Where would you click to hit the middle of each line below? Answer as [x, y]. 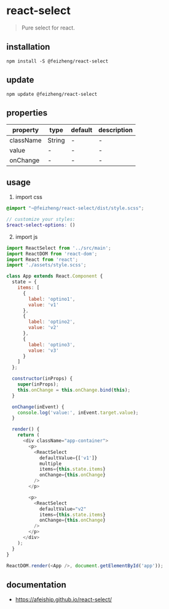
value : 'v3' [44, 351]
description [116, 130]
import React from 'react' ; [42, 259]
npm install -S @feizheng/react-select [57, 61]
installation [28, 47]
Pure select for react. [48, 28]
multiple [50, 464]
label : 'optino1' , [52, 299]
